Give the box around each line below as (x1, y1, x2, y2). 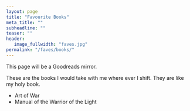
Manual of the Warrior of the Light (14, 98, 97, 105)
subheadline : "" (6, 25, 46, 31)
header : (6, 36, 25, 42)
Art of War (14, 92, 40, 99)
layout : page (6, 8, 38, 15)
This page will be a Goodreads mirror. (6, 63, 97, 70)
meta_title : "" (6, 19, 43, 25)
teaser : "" (6, 31, 33, 36)
